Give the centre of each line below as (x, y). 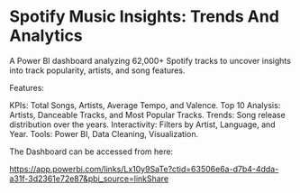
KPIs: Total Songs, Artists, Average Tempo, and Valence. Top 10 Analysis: (145, 105)
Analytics (46, 36)
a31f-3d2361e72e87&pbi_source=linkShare (89, 179)
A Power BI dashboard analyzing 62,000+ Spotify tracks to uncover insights (150, 60)
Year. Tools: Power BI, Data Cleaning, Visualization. (104, 133)
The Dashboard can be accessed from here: (91, 152)
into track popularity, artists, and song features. (97, 70)
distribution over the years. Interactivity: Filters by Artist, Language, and (143, 124)
